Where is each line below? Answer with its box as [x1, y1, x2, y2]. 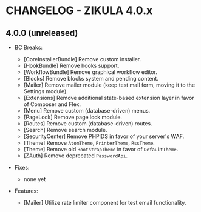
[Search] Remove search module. [23, 127, 107, 133]
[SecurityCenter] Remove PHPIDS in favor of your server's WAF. [23, 133, 185, 140]
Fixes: [14, 164, 30, 171]
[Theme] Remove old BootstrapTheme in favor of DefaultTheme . [23, 146, 179, 153]
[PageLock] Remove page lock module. [23, 113, 123, 121]
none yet [23, 176, 46, 182]
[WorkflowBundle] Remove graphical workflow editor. [23, 68, 157, 76]
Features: [14, 187, 39, 194]
